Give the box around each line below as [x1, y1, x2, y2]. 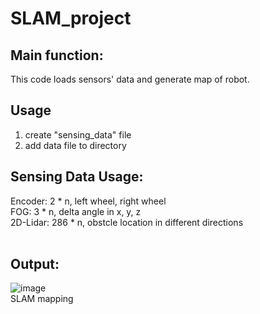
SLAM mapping [10, 293, 74, 305]
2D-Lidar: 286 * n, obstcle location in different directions [10, 216, 244, 228]
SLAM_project [10, 7, 132, 30]
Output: [10, 256, 60, 273]
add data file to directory [24, 139, 127, 151]
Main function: [10, 47, 104, 64]
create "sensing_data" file [24, 128, 132, 141]
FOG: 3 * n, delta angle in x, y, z [10, 205, 142, 217]
